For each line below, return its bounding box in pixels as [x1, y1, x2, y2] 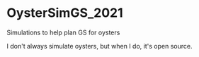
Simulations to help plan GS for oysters [6, 28, 120, 37]
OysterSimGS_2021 [6, 5, 123, 21]
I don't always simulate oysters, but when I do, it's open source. [6, 42, 193, 50]
